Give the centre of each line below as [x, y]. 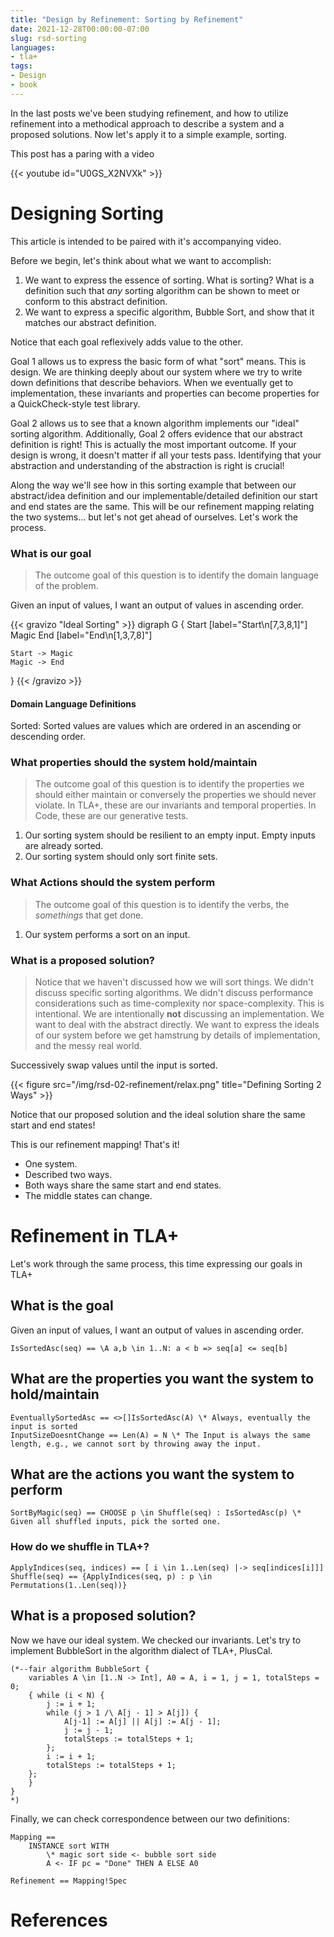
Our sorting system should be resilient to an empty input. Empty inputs [170, 835]
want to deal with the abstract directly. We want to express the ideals [177, 1025]
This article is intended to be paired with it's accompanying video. [146, 241]
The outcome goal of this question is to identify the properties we [169, 784]
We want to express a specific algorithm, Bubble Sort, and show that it [169, 312]
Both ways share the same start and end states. [123, 1185]
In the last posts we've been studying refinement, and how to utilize [149, 113]
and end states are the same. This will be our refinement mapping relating [162, 506]
